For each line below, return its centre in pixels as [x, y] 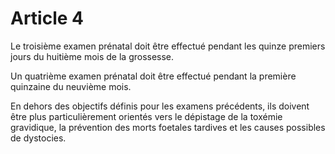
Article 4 [47, 18]
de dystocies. [38, 138]
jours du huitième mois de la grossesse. [92, 56]
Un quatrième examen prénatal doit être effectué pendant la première [153, 76]
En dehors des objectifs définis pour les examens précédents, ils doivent [160, 106]
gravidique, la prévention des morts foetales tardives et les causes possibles [168, 127]
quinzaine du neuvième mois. [71, 86]
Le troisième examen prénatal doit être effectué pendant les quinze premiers [168, 46]
